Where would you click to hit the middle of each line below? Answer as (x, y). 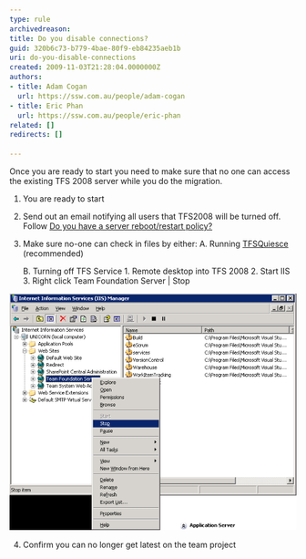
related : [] (32, 125)
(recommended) (53, 254)
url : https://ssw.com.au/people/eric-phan (99, 115)
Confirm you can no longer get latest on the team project (129, 544)
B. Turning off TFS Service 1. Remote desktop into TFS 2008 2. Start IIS (156, 271)
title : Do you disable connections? (79, 38)
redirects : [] (36, 135)
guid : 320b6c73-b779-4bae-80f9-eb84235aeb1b (95, 48)
